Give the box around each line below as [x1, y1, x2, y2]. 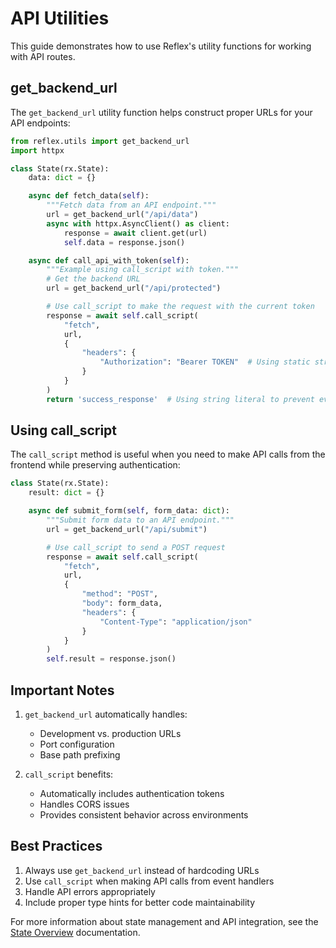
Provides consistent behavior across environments [39, 809, 249, 821]
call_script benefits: [24, 768, 114, 780]
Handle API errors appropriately [24, 885, 156, 897]
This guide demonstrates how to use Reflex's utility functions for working [10, 40, 312, 52]
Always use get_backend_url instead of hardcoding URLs [24, 864, 260, 876]
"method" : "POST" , [81, 589, 159, 599]
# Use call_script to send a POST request [46, 542, 226, 552]
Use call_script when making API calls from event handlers [24, 875, 275, 887]
